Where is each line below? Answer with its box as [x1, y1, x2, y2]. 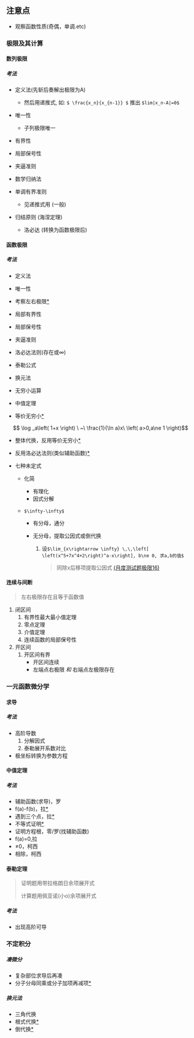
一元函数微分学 [6, 682, 50, 690]
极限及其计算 [6, 39, 44, 47]
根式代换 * [14, 1018, 39, 1025]
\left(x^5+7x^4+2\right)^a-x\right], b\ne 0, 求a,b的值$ [41, 553, 184, 559]
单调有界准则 [14, 188, 47, 195]
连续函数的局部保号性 [23, 636, 77, 643]
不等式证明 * [14, 820, 44, 828]
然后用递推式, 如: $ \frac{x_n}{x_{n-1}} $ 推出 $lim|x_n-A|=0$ [23, 99, 180, 106]
